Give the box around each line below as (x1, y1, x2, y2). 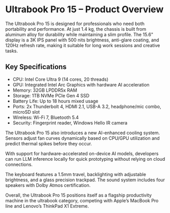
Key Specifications (5, 62, 67, 71)
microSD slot (12, 109, 40, 115)
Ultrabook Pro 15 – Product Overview (5, 4, 164, 15)
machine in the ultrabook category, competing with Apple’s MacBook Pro (5, 197, 159, 203)
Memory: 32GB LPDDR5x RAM (12, 87, 78, 93)
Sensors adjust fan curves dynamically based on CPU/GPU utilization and (5, 135, 160, 141)
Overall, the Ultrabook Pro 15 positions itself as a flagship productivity (5, 192, 152, 198)
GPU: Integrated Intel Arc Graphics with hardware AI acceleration (12, 81, 150, 88)
